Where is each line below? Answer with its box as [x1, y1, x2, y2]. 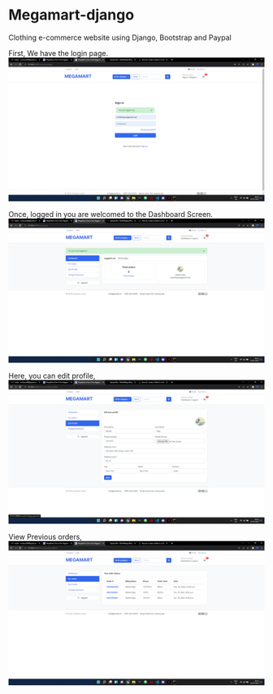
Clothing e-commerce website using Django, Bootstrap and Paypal [8, 33, 232, 42]
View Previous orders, [8, 532, 83, 542]
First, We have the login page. [8, 48, 108, 58]
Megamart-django [8, 6, 135, 24]
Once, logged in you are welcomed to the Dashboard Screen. [8, 210, 214, 219]
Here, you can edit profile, [8, 371, 96, 380]
